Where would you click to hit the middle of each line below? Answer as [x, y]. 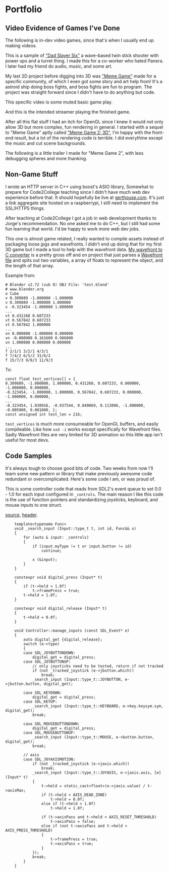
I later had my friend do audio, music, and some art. [59, 66]
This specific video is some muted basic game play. [59, 102]
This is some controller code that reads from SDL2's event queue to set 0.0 [83, 488]
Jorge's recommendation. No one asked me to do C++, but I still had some [83, 223]
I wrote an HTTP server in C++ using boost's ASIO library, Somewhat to [79, 187]
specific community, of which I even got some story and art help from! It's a [84, 81]
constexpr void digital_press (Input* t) [58, 577]
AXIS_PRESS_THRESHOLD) [29, 830]
